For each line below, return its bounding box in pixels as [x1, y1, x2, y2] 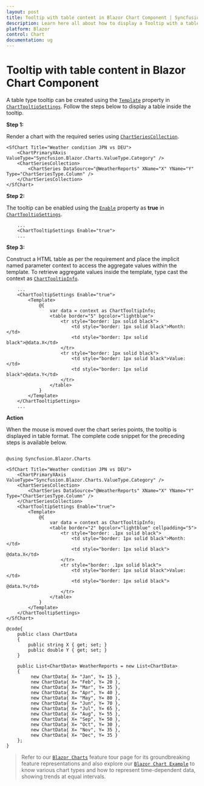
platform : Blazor [6, 26, 50, 32]
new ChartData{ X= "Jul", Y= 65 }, [30, 705, 121, 711]
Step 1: [6, 121, 24, 128]
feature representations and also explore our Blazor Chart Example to [21, 760, 195, 767]
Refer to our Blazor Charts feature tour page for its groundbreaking [21, 753, 190, 760]
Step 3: [6, 244, 25, 251]
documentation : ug [6, 37, 53, 43]
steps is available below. [6, 439, 67, 446]
